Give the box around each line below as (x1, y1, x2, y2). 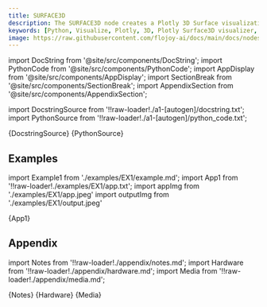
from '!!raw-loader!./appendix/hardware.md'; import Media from (8, 266, 218, 275)
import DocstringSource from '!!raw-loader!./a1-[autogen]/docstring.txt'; (8, 105, 245, 115)
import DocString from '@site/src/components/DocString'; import (8, 56, 222, 65)
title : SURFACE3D (8, 11, 66, 20)
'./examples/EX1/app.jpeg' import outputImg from (8, 190, 169, 200)
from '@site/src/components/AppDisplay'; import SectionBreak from (8, 72, 233, 82)
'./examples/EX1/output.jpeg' (8, 198, 103, 208)
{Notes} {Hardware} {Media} (8, 290, 102, 299)
